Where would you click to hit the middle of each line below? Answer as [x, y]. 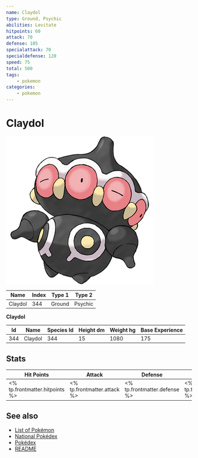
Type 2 [84, 295]
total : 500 [19, 68]
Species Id [60, 330]
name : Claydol [24, 12]
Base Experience [162, 330]
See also [22, 416]
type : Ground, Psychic [34, 19]
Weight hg [123, 330]
